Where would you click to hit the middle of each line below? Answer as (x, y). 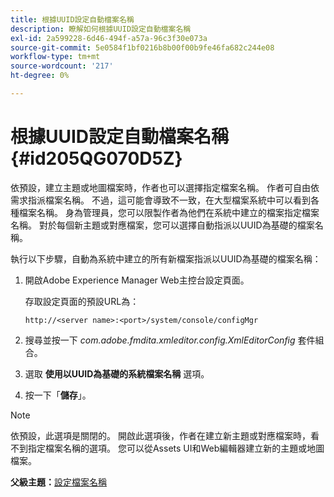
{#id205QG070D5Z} (96, 158)
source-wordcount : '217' (62, 66)
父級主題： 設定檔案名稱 (58, 482)
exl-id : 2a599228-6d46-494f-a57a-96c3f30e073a (109, 38)
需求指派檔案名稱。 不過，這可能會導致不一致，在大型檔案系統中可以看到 (160, 200)
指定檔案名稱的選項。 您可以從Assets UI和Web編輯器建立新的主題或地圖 (176, 448)
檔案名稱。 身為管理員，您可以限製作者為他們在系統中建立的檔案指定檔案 (169, 212)
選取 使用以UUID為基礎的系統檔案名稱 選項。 (117, 373)
